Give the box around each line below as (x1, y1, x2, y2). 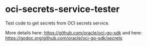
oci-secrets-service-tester (5, 3, 120, 15)
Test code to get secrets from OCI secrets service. (5, 20, 110, 26)
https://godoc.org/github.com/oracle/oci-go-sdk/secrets (5, 35, 123, 41)
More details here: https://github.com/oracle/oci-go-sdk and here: (5, 29, 142, 35)
